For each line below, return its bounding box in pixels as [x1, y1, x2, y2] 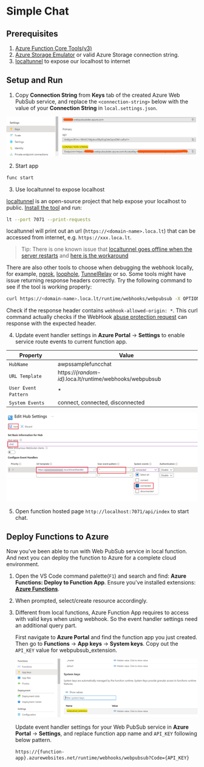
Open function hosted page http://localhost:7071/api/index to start [15, 507, 189, 515]
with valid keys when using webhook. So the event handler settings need [15, 615, 198, 623]
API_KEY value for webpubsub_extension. [15, 646, 117, 654]
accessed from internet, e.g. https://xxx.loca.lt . [6, 234, 132, 241]
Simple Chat [6, 4, 69, 18]
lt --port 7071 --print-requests [6, 216, 91, 223]
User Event [8, 385, 36, 391]
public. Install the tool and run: [6, 204, 82, 211]
